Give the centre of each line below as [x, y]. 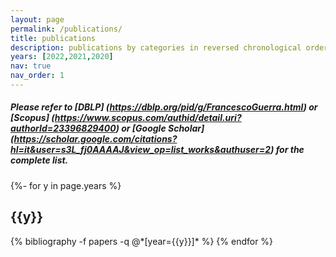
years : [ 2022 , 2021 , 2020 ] [62, 57]
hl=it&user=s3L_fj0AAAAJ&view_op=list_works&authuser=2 [141, 150]
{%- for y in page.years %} [66, 185]
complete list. [39, 160]
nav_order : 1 [37, 76]
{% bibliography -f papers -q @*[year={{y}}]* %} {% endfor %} [142, 241]
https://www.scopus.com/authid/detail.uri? [148, 118]
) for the [287, 150]
